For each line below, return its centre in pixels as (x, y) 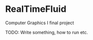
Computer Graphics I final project (40, 23)
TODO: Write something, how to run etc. (47, 32)
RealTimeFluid (36, 9)
